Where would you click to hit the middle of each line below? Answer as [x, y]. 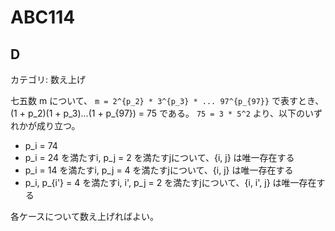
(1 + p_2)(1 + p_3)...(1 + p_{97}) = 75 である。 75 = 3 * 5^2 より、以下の [157, 113]
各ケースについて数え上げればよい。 [84, 216]
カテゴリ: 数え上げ [48, 79]
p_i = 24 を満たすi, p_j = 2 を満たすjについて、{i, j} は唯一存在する [159, 157]
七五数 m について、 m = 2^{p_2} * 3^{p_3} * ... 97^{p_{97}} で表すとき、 [167, 100]
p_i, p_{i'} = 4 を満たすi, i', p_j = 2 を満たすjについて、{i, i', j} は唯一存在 [170, 182]
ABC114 [43, 17]
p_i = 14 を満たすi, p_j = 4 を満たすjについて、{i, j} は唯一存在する [159, 170]
